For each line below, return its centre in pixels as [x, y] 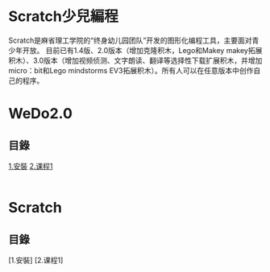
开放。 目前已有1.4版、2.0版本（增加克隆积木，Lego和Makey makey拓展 [142, 50]
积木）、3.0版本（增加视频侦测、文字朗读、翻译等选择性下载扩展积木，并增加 [135, 60]
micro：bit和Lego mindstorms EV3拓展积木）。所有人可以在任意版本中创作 [131, 70]
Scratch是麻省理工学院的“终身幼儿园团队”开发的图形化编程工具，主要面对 [130, 40]
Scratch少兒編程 [63, 16]
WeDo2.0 [40, 114]
